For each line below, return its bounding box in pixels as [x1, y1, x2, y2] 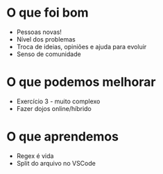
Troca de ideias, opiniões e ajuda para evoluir [16, 42, 147, 51]
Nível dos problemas [16, 35, 76, 43]
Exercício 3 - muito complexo [16, 97, 101, 105]
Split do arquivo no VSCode [16, 159, 96, 167]
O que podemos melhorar [6, 74, 156, 90]
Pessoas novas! [16, 28, 62, 36]
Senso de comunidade [16, 50, 81, 58]
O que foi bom [6, 5, 89, 21]
